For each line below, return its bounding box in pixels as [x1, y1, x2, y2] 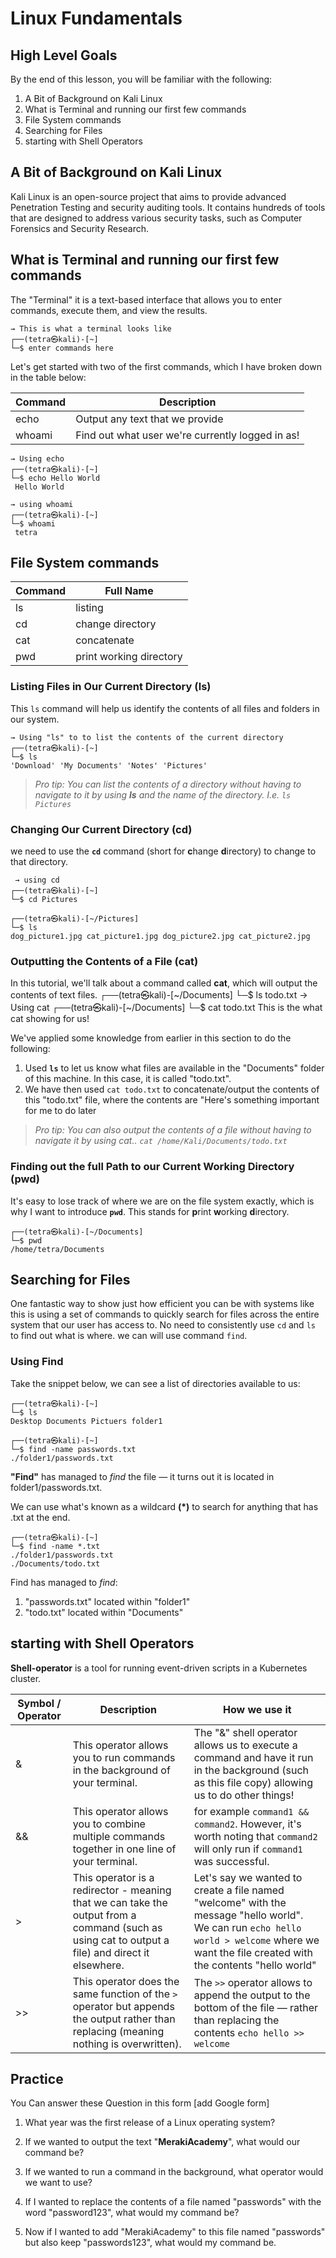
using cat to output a [72, 1933, 170, 1947]
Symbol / [17, 1696, 62, 1710]
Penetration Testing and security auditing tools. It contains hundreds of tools [10, 201, 326, 213]
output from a [72, 1908, 137, 1922]
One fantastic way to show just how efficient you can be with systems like [10, 1298, 315, 1310]
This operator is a [72, 1870, 155, 1884]
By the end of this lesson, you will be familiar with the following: [10, 73, 273, 85]
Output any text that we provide [75, 412, 224, 426]
